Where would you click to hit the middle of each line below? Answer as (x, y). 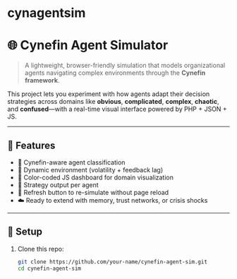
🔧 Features (31, 145)
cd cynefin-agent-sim (49, 268)
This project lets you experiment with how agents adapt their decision (109, 94)
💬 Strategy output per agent (58, 184)
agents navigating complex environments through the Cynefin (115, 73)
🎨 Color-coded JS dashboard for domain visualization (96, 177)
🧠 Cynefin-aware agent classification (71, 162)
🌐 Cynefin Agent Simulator (88, 46)
